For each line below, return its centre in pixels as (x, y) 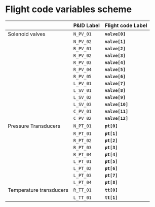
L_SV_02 (83, 97)
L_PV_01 (83, 83)
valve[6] (115, 76)
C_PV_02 (83, 118)
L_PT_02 (83, 168)
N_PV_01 (83, 34)
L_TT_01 (83, 197)
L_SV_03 (83, 104)
